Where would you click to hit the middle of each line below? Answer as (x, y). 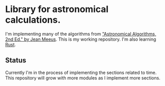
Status (16, 61)
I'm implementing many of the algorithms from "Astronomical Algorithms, (81, 34)
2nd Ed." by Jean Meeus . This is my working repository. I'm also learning (81, 39)
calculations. (33, 20)
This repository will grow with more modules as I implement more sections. (83, 78)
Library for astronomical (57, 9)
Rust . (11, 44)
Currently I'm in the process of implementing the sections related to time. (81, 72)
